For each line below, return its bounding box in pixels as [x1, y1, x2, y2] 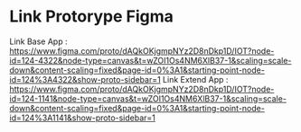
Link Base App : [9, 36, 68, 47]
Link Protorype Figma [9, 6, 174, 27]
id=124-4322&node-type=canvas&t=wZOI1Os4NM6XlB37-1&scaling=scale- [9, 55, 292, 66]
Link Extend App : [162, 74, 229, 84]
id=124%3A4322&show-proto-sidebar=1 [9, 74, 161, 84]
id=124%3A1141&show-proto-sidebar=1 [9, 112, 156, 123]
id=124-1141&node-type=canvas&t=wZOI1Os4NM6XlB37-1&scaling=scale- [9, 92, 287, 104]
